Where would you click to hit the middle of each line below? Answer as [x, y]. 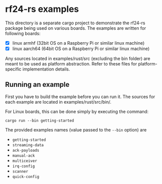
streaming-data [28, 145]
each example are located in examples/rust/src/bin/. [58, 102]
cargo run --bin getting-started [40, 121]
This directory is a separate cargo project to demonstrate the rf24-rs [75, 23]
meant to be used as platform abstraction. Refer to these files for [71, 64]
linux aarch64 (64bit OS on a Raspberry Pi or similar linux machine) [81, 49]
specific [13, 69]
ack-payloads [26, 150]
